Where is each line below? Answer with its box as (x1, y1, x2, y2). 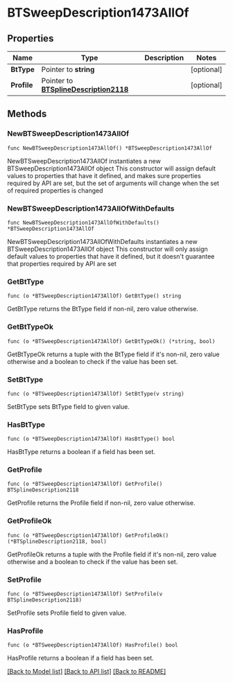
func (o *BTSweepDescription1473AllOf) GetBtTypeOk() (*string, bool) (7, 338, 216, 344)
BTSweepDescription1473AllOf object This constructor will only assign (7, 245, 208, 253)
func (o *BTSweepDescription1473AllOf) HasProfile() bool (7, 642, 178, 649)
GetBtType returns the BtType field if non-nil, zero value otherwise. (7, 305, 199, 313)
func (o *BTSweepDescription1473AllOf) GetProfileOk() (7, 532, 169, 539)
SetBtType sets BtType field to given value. (7, 402, 130, 410)
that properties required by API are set (7, 259, 116, 268)
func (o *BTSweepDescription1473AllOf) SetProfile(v (7, 591, 163, 597)
